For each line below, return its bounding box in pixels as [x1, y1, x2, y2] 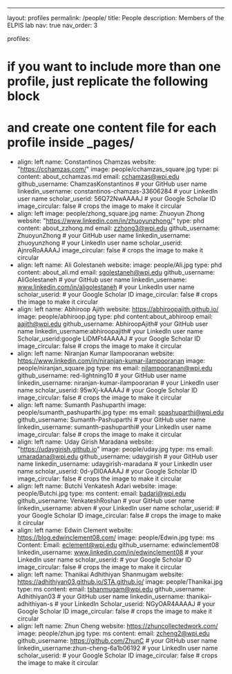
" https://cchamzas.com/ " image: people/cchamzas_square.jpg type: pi [17, 165, 219, 173]
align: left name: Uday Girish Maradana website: [17, 438, 154, 446]
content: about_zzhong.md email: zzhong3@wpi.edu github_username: [17, 224, 220, 232]
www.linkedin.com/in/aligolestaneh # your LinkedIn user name [17, 283, 195, 291]
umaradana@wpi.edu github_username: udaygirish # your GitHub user [17, 452, 218, 461]
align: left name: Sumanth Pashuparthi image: [17, 401, 147, 409]
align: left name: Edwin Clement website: [17, 526, 133, 535]
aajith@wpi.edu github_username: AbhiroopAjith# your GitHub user [17, 320, 209, 328]
